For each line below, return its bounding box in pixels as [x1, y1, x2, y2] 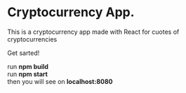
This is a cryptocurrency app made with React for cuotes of [7, 27, 180, 36]
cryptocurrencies [7, 35, 58, 43]
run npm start [7, 70, 48, 78]
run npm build [7, 62, 49, 70]
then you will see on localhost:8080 [7, 77, 113, 85]
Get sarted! [7, 49, 40, 57]
